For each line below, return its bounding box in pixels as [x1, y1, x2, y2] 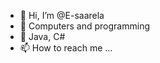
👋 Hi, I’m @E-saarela [19, 10, 105, 21]
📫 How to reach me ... [19, 42, 113, 54]
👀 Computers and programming [19, 20, 151, 32]
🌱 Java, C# [19, 31, 66, 42]
